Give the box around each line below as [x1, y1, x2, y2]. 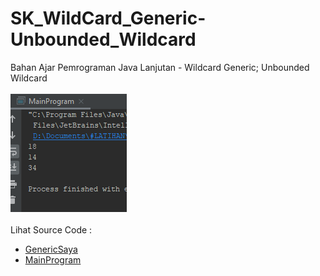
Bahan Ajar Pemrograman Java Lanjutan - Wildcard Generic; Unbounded [10, 61, 310, 73]
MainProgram [24, 253, 82, 266]
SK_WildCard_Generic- [10, 7, 207, 30]
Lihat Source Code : [10, 223, 93, 236]
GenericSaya [24, 243, 78, 255]
